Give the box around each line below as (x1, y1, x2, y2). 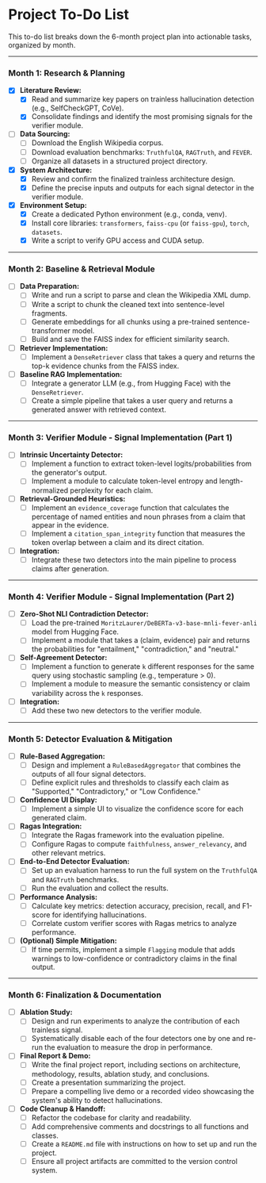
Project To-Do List (8, 6, 129, 24)
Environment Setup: (19, 200, 87, 209)
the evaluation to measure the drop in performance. (44, 1043, 213, 1052)
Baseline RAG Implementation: (19, 369, 123, 378)
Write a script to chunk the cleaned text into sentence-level (31, 299, 225, 309)
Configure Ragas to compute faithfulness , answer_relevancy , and (31, 839, 247, 849)
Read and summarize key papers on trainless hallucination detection (31, 94, 255, 104)
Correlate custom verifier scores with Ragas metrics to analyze (31, 918, 237, 928)
